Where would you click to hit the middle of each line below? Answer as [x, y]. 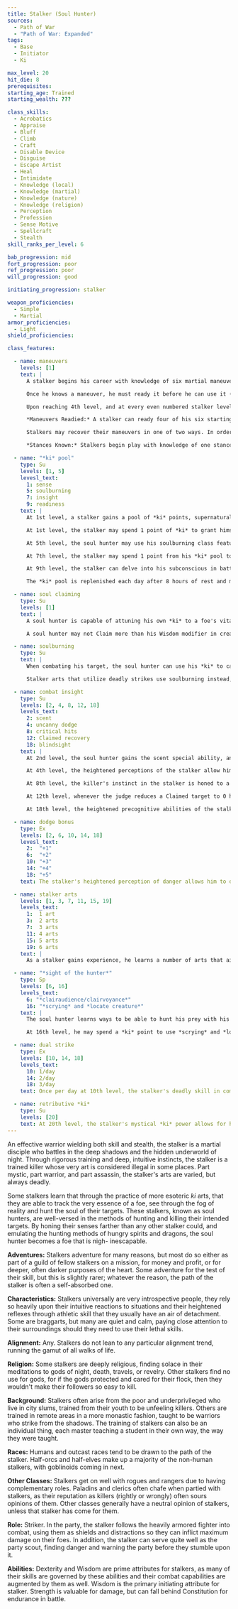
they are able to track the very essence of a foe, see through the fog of [111, 1203]
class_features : [31, 349]
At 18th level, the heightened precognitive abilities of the [120, 809]
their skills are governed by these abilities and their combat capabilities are [117, 1576]
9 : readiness [45, 504]
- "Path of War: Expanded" [53, 34]
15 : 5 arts [42, 941]
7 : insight [42, 498]
